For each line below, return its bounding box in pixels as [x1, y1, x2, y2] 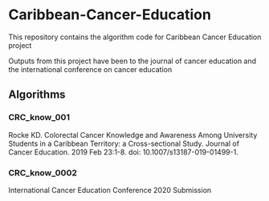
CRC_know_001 [8, 112, 71, 123]
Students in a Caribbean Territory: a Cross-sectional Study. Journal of [8, 139, 239, 148]
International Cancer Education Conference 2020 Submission [8, 185, 212, 195]
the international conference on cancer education [8, 64, 173, 74]
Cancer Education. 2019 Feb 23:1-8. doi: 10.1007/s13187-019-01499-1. [8, 147, 238, 157]
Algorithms [8, 88, 66, 102]
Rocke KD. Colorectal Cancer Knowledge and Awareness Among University [8, 130, 258, 139]
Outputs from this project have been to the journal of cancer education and [8, 56, 257, 66]
